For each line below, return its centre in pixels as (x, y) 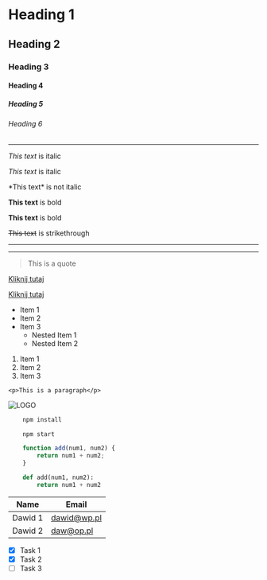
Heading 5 (26, 103)
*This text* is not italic (45, 187)
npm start (39, 434)
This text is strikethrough (49, 233)
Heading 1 (42, 15)
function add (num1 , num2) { (69, 448)
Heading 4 (26, 86)
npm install (42, 419)
